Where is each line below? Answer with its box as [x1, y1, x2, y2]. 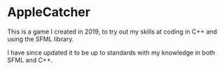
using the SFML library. [7, 34, 74, 43]
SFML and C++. [7, 55, 53, 64]
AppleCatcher [7, 4, 91, 20]
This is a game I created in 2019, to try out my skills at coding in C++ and [7, 27, 218, 36]
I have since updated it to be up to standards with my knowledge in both [7, 48, 216, 57]
